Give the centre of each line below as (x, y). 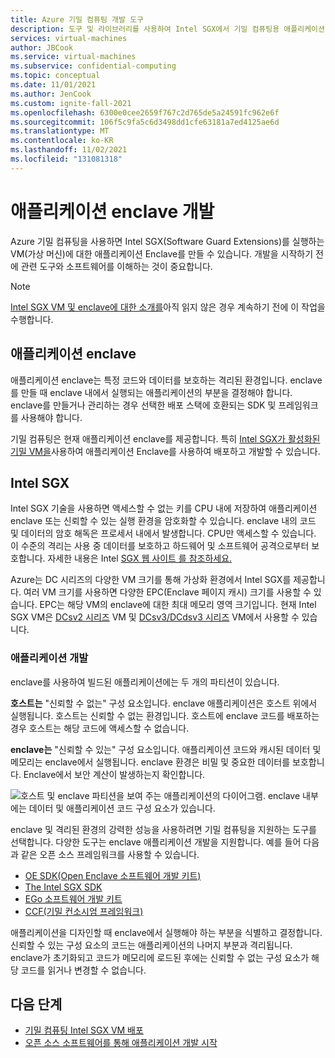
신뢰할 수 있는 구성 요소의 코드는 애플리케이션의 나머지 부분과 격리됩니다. (151, 945)
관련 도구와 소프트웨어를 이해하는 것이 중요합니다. (116, 266)
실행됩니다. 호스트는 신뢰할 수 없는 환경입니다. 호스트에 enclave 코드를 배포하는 (165, 715)
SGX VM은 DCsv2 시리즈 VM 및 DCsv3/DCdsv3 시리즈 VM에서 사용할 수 (155, 617)
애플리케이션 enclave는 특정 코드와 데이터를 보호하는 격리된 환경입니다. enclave (166, 380)
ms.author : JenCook (51, 94)
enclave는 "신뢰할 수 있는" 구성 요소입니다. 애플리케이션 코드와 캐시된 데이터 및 (166, 749)
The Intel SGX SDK (63, 887)
